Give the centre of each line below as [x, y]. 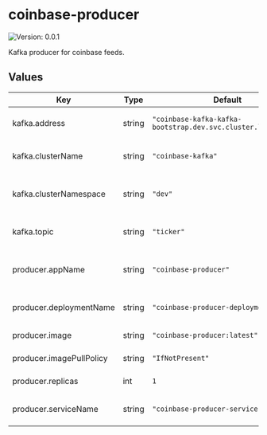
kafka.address [39, 123]
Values [26, 77]
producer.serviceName [55, 409]
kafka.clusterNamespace [59, 194]
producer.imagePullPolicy [60, 358]
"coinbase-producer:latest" [205, 335]
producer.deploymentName [64, 307]
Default [228, 100]
